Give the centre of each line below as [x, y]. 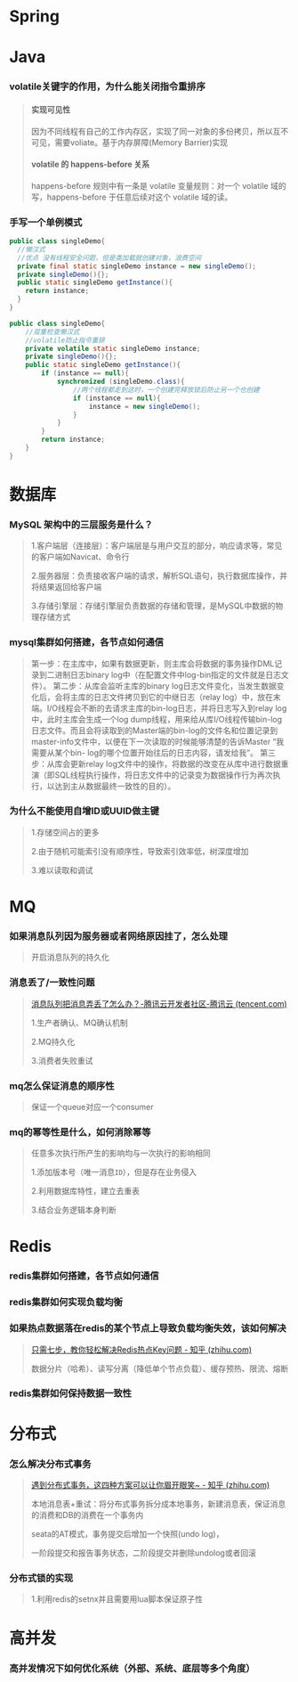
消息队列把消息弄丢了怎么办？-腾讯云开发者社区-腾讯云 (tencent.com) [159, 1003]
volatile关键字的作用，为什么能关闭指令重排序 [108, 86]
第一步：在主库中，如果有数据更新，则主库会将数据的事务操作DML [153, 663]
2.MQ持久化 [53, 1041]
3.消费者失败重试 [62, 1060]
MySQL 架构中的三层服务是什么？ [81, 525]
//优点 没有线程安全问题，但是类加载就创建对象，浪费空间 [109, 257]
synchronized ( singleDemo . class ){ [121, 381]
